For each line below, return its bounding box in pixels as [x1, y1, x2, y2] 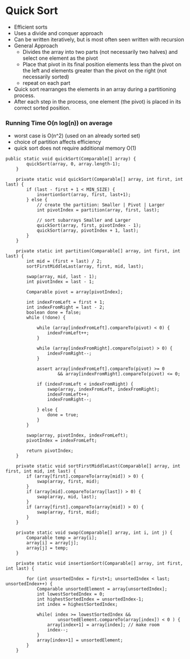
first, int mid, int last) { [5, 468, 76, 475]
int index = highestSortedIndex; [36, 602, 118, 607]
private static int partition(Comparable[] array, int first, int [16, 248, 181, 254]
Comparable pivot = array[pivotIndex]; [26, 289, 124, 295]
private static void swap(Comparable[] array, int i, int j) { [16, 530, 173, 536]
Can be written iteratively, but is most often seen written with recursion [13, 36, 184, 43]
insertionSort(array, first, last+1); [36, 192, 131, 198]
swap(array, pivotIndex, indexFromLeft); [26, 433, 129, 438]
